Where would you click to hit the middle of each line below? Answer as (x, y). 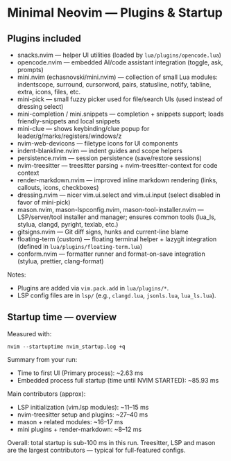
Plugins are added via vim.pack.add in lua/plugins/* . (93, 288)
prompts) (30, 70)
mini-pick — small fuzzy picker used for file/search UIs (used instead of (120, 99)
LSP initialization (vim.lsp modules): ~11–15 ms (83, 407)
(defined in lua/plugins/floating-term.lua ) (80, 246)
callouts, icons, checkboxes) (58, 188)
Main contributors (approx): (46, 394)
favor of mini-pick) (44, 202)
